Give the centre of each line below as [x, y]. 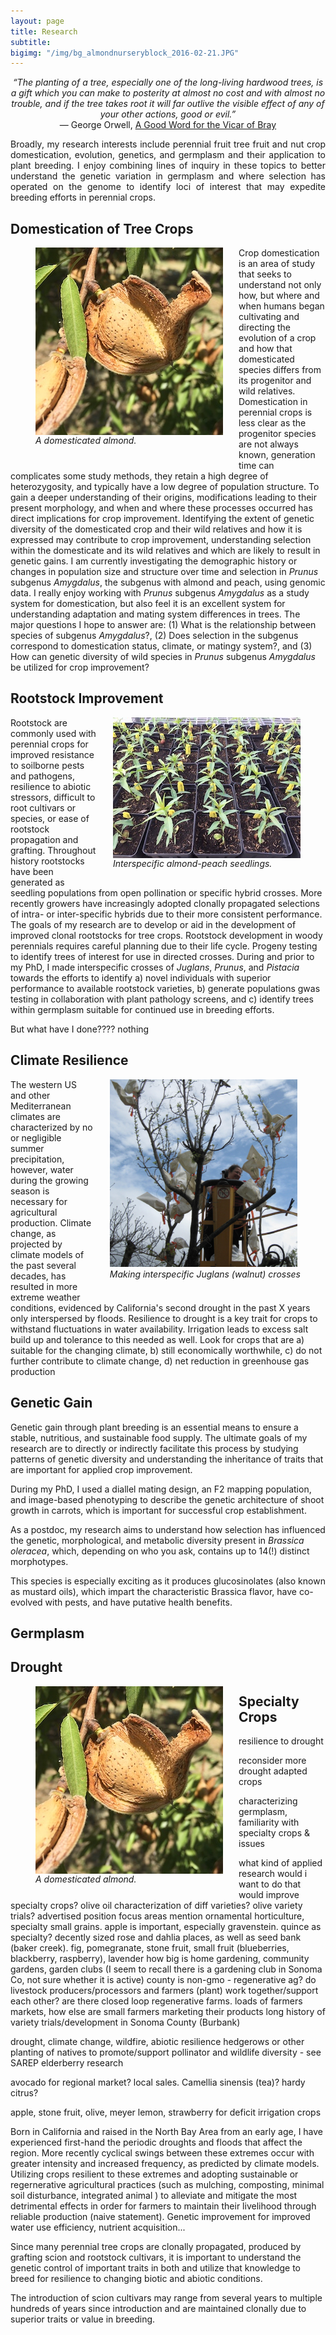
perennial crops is [275, 412]
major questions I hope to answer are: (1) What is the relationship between [163, 625]
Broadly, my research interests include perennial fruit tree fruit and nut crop [168, 144]
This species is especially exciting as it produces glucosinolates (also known [168, 1581]
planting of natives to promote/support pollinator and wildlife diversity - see [166, 2052]
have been [32, 871]
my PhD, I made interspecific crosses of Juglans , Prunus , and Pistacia [155, 967]
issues [251, 1844]
